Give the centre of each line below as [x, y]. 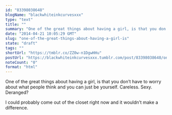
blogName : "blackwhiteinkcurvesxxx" [44, 15]
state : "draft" [21, 43]
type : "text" [19, 19]
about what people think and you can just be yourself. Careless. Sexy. [79, 87]
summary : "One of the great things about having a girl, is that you [81, 29]
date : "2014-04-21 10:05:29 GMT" [41, 34]
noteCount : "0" [21, 62]
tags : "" [15, 48]
